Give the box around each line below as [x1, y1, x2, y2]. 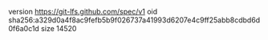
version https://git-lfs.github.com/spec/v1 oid [8, 7, 158, 16]
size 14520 [41, 24, 77, 33]
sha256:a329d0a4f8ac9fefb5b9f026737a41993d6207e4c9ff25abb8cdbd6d [8, 15, 261, 25]
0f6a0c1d [8, 24, 40, 33]
